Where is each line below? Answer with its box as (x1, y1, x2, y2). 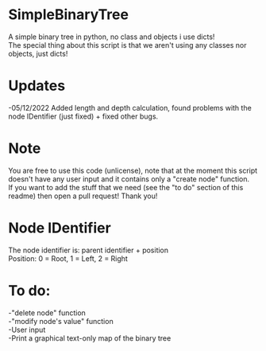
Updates (8, 77, 66, 95)
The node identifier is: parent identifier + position (8, 245, 169, 255)
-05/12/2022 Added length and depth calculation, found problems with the (8, 103, 252, 112)
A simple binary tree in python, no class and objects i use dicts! (8, 32, 215, 41)
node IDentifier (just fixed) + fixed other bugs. (8, 111, 159, 121)
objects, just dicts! (8, 49, 68, 58)
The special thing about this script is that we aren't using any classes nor (8, 40, 247, 49)
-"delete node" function (8, 308, 86, 318)
